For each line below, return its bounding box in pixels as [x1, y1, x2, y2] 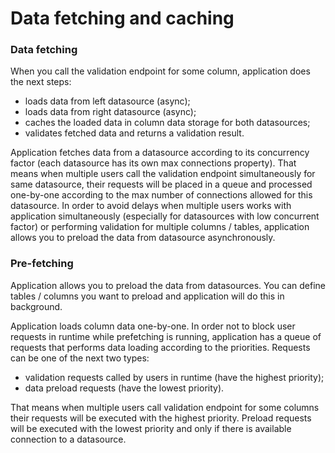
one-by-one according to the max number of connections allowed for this [10, 189, 313, 201]
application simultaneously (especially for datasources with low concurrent [10, 210, 320, 222]
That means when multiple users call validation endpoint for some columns [10, 401, 320, 413]
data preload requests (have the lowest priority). [24, 382, 225, 394]
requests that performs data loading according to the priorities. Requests [10, 341, 311, 353]
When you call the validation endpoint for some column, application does [10, 65, 311, 77]
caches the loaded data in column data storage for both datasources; [24, 117, 311, 129]
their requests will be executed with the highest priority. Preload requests [10, 412, 312, 424]
